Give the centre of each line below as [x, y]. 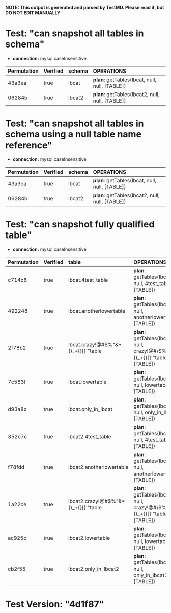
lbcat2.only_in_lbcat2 [94, 569]
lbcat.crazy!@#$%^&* [95, 344]
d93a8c [17, 409]
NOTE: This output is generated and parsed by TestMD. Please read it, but [85, 7]
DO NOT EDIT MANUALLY [33, 13]
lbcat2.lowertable [89, 538]
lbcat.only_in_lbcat [91, 409]
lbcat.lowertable [88, 382]
